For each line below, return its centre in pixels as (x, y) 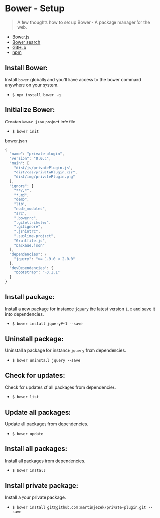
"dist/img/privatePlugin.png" (45, 177)
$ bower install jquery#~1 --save (47, 324)
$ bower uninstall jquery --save (46, 361)
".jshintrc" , (27, 232)
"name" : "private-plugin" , (37, 154)
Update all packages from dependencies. (47, 424)
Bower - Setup (35, 9)
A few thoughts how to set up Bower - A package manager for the (83, 22)
